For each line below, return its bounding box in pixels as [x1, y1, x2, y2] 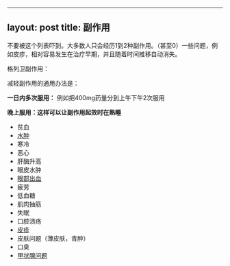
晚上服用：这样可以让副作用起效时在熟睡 [7, 108, 121, 117]
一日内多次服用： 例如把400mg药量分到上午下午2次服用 [7, 93, 166, 101]
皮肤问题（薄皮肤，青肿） [16, 234, 90, 242]
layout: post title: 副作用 [7, 22, 111, 34]
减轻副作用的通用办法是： [7, 79, 79, 87]
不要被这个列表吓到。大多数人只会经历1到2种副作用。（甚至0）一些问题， [7, 41, 212, 49]
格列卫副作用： [7, 64, 49, 73]
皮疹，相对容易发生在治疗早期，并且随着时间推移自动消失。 [12, 49, 181, 58]
